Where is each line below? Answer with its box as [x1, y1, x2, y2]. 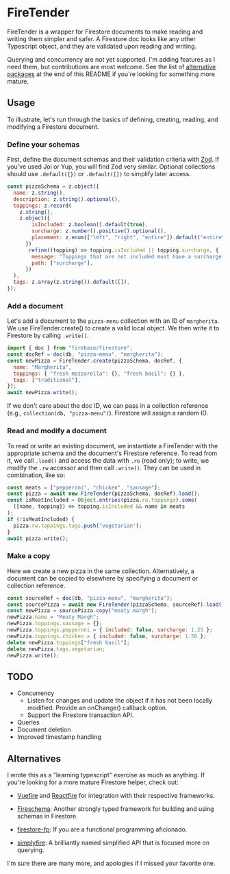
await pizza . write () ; [7, 535, 69, 542]
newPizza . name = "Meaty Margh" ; [7, 614, 99, 621]
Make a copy [7, 551, 51, 561]
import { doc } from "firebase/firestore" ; [7, 345, 133, 352]
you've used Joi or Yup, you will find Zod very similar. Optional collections [7, 162, 216, 171]
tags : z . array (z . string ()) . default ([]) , [13, 279, 130, 286]
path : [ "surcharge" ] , [31, 259, 94, 267]
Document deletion [16, 725, 71, 734]
